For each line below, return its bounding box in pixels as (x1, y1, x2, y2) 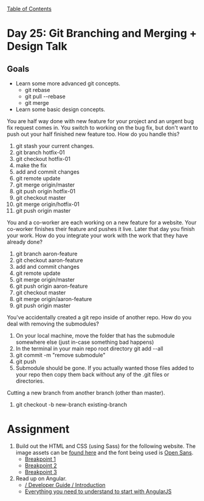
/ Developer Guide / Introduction (24, 481, 106, 488)
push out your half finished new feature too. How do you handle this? (7, 130, 180, 138)
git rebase (24, 87, 50, 93)
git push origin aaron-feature (15, 283, 88, 290)
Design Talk (7, 40, 67, 54)
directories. (15, 377, 45, 385)
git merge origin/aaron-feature (15, 296, 92, 302)
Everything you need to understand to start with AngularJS (24, 488, 172, 495)
